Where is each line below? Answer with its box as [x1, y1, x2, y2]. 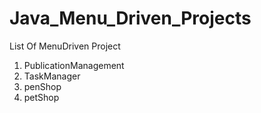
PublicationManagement [23, 59, 125, 71]
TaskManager [23, 70, 81, 82]
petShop [23, 91, 60, 103]
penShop [23, 80, 62, 92]
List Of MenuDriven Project [9, 40, 121, 52]
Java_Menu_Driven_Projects [9, 7, 252, 30]
